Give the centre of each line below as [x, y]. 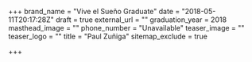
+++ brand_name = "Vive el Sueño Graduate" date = [94, 11]
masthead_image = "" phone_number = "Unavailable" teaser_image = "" [126, 28]
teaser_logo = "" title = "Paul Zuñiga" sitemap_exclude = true [108, 36]
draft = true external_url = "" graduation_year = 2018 [141, 20]
